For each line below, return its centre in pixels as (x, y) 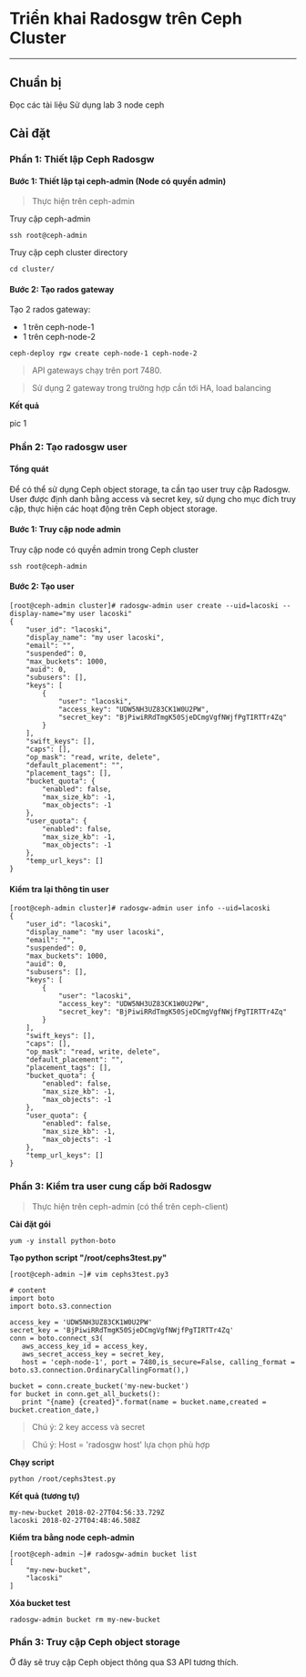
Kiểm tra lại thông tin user (59, 889)
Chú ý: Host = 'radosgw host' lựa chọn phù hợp (121, 1445)
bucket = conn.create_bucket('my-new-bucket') (99, 1386)
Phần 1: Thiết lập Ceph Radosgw (82, 159)
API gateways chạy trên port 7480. (97, 370)
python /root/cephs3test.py (63, 1479)
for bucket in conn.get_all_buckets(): (85, 1394)
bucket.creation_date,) (55, 1410)
